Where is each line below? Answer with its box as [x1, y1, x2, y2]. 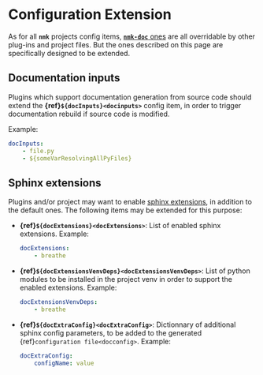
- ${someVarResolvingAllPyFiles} [22, 154, 132, 163]
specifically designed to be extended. [8, 48, 131, 58]
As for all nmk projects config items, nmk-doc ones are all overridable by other [8, 32, 256, 41]
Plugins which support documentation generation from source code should [8, 92, 252, 102]
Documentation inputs [8, 71, 120, 84]
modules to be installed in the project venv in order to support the [19, 274, 232, 283]
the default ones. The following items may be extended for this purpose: [8, 205, 243, 215]
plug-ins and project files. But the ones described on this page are [8, 39, 224, 49]
